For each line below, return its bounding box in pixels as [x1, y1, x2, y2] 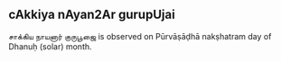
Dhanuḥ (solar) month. [8, 40, 92, 52]
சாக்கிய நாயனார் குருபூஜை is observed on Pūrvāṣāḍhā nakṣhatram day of [8, 30, 272, 41]
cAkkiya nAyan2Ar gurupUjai [8, 7, 175, 22]
